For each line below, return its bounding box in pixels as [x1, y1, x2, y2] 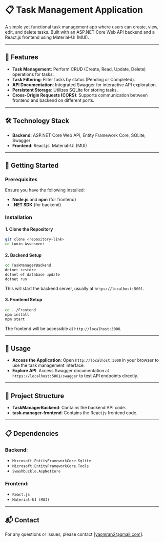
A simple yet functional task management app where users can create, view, [5, 24, 159, 30]
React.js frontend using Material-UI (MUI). [5, 34, 89, 40]
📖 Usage [5, 344, 31, 353]
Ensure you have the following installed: [5, 187, 85, 193]
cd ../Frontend [5, 307, 36, 313]
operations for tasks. [12, 71, 54, 77]
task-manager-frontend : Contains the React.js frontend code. [12, 410, 138, 416]
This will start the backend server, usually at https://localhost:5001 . [5, 285, 144, 291]
